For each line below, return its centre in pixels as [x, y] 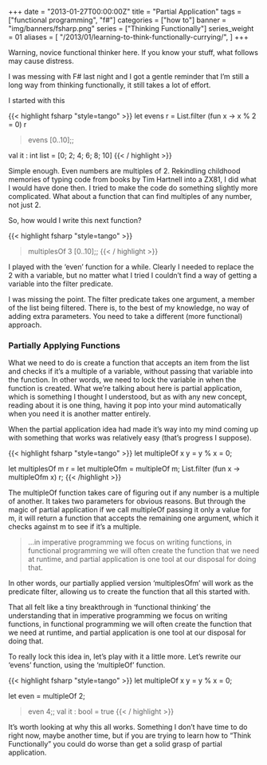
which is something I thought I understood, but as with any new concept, [128, 397]
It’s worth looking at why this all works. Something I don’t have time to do [128, 727]
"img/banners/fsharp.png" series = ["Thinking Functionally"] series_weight [131, 28]
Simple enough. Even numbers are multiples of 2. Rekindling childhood [124, 171]
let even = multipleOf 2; [47, 696]
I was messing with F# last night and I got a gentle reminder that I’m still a [129, 76]
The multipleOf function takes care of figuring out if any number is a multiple [134, 493]
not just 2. [25, 205]
